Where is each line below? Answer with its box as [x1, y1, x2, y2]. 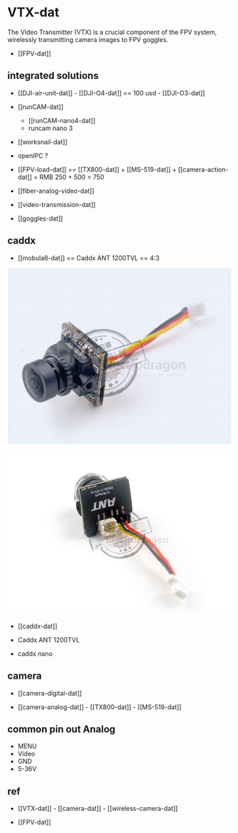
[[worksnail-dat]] [17, 137, 67, 146]
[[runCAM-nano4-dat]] [28, 116, 96, 124]
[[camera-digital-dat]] [17, 689, 82, 697]
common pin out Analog [7, 723, 116, 735]
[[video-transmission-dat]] [17, 200, 96, 208]
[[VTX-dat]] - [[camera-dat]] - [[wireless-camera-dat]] [17, 805, 178, 813]
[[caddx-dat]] [17, 622, 58, 630]
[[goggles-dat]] [17, 214, 63, 223]
